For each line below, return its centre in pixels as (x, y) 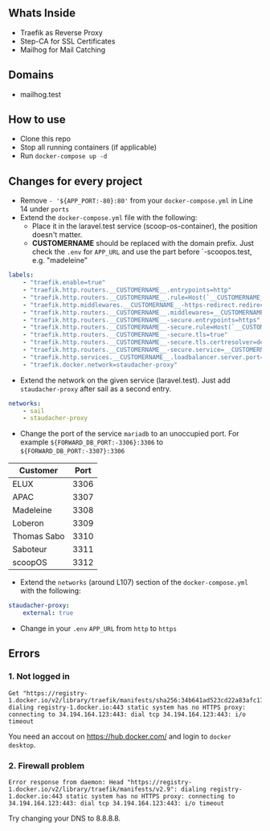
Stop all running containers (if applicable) (88, 147)
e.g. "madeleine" (60, 260)
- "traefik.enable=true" (64, 283)
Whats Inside (42, 13)
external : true (48, 613)
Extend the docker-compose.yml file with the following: (108, 218)
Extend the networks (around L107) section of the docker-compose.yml (134, 583)
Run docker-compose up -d (63, 156)
